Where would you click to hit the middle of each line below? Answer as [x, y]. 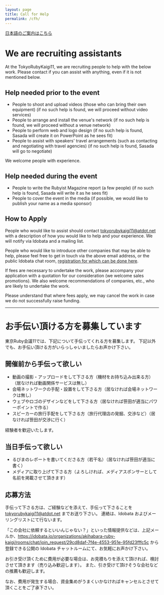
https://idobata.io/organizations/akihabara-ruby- [67, 536]
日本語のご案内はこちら [29, 33]
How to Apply [26, 219]
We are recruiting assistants [63, 53]
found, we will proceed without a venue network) [61, 125]
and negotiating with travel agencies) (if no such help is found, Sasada [83, 146]
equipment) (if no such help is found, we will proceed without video [80, 110]
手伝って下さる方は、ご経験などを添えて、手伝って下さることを [69, 507]
